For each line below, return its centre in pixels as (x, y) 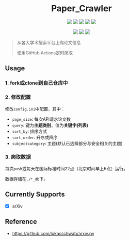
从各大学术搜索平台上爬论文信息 (49, 42)
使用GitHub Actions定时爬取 (45, 53)
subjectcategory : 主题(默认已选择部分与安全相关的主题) (67, 143)
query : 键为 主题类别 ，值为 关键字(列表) (50, 125)
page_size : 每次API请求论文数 (41, 119)
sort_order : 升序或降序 (35, 137)
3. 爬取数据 (18, 157)
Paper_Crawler (81, 8)
